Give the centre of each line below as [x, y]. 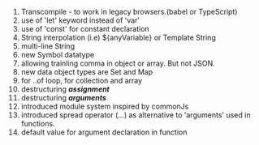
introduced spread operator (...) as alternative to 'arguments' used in [136, 115]
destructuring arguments [63, 98]
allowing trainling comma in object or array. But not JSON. [118, 63]
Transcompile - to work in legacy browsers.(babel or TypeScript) [129, 12]
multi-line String [48, 46]
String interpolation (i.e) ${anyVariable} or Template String [118, 37]
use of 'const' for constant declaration [85, 29]
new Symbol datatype [58, 55]
